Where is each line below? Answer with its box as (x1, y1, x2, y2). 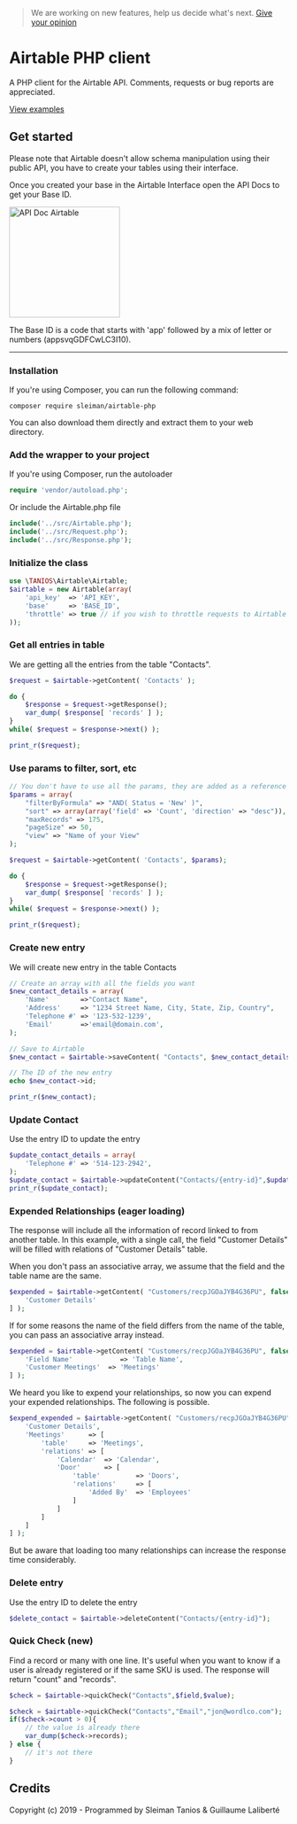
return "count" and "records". (9, 1673, 117, 1684)
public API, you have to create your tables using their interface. (9, 162, 239, 173)
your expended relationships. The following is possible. (9, 1397, 210, 1408)
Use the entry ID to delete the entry (9, 1596, 138, 1607)
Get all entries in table (9, 639, 105, 651)
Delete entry (9, 1577, 64, 1589)
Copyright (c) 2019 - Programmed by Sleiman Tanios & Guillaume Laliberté (9, 1805, 280, 1815)
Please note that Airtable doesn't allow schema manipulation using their (9, 152, 270, 163)
